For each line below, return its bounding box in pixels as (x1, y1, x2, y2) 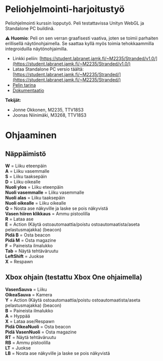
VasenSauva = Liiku (5, 286, 47, 292)
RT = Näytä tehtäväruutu (5, 334, 56, 340)
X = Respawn (5, 258, 34, 264)
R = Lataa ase (5, 216, 34, 222)
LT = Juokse (5, 344, 31, 351)
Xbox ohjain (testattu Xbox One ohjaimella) (5, 273, 142, 281)
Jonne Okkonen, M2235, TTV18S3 (12, 107, 84, 113)
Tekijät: (5, 97, 22, 103)
